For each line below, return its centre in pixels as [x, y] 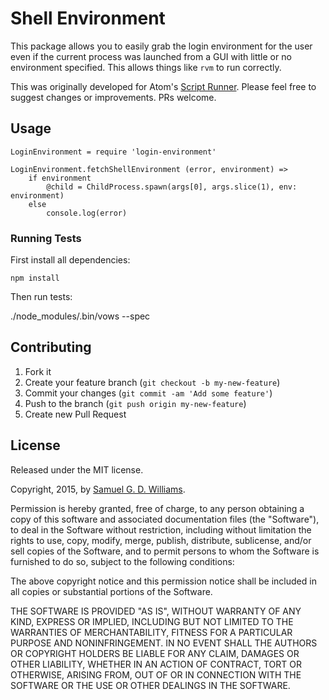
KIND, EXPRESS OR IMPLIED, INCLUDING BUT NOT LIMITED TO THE [152, 621]
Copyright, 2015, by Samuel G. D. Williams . [98, 489]
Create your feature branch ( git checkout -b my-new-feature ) [152, 382]
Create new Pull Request [75, 414]
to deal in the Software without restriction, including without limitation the [161, 529]
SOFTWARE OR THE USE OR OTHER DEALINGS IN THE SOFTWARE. [150, 685]
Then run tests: [41, 297]
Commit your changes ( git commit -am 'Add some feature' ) [148, 393]
